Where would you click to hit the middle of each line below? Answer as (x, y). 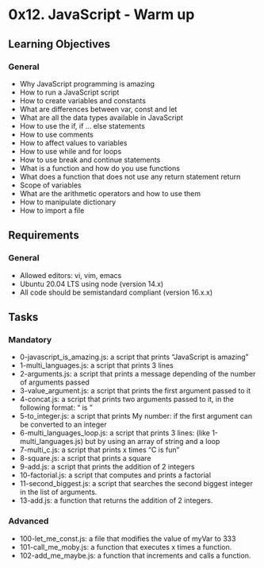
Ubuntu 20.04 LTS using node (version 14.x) (92, 284)
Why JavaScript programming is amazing (87, 83)
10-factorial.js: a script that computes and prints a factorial (115, 475)
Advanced (29, 521)
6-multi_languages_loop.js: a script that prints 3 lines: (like (115, 433)
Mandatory (30, 339)
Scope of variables (50, 185)
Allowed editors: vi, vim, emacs (71, 275)
